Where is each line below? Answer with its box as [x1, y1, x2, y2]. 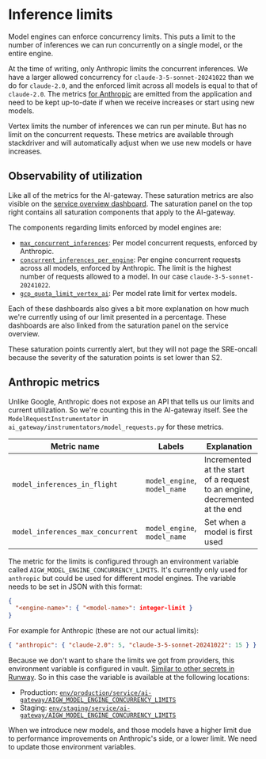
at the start [204, 464, 245, 475]
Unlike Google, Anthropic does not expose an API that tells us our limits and [8, 397, 255, 406]
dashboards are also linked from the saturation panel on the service [8, 321, 230, 330]
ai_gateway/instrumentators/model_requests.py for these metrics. [8, 422, 224, 431]
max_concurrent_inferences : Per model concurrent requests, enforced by [19, 237, 258, 247]
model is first [204, 526, 253, 537]
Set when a [204, 516, 246, 527]
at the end [204, 503, 242, 514]
